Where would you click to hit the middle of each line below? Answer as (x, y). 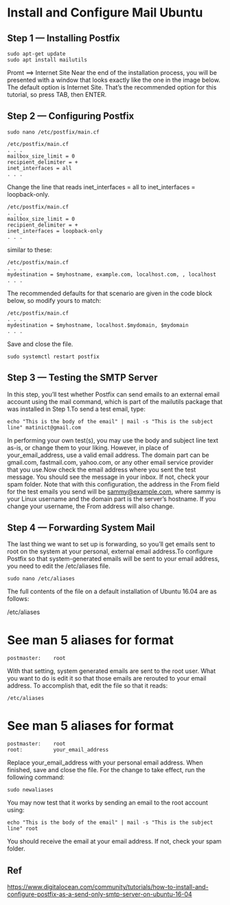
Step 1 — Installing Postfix (64, 38)
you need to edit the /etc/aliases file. (59, 566)
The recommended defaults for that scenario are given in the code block (110, 293)
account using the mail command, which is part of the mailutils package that (115, 401)
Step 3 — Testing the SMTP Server (82, 377)
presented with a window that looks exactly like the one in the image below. (114, 80)
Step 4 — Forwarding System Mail (81, 528)
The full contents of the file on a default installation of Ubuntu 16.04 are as (112, 592)
